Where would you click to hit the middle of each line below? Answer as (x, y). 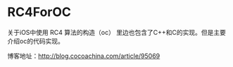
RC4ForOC (39, 12)
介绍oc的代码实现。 (36, 41)
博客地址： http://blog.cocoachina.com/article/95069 (84, 56)
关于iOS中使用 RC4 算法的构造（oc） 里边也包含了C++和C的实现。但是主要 (117, 32)
